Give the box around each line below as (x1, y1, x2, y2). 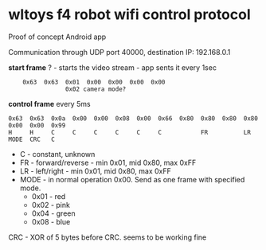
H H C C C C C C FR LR (8, 128, 251, 136)
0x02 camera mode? (65, 85, 127, 93)
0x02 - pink (31, 200, 70, 209)
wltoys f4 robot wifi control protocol (8, 6, 251, 24)
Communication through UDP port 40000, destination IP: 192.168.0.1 (8, 47, 231, 57)
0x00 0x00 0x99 (8, 121, 66, 129)
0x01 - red (31, 191, 66, 201)
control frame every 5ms (8, 99, 91, 108)
